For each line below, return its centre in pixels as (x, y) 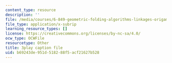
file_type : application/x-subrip (41, 24)
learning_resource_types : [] (36, 29)
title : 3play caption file (34, 48)
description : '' (23, 15)
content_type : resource (31, 10)
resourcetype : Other (27, 43)
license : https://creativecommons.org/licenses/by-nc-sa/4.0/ (73, 34)
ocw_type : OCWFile (25, 39)
